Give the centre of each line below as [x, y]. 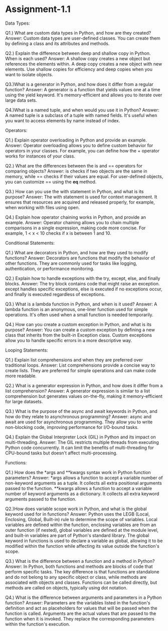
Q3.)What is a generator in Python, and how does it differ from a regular [79, 84]
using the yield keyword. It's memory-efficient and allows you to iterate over [84, 95]
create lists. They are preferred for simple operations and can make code [81, 370]
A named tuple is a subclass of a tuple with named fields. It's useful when [81, 115]
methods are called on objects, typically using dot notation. [66, 587]
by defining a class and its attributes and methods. [57, 43]
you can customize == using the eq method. [51, 182]
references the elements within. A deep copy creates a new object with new [83, 64]
